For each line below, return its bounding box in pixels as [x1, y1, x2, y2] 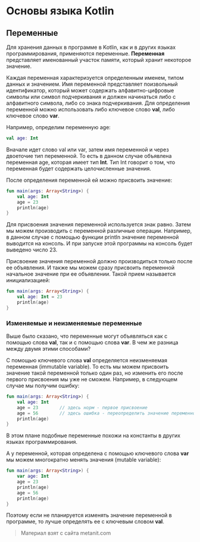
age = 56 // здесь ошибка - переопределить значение [17, 410, 169, 416]
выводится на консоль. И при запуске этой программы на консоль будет [6, 240, 193, 247]
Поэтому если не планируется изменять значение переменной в [6, 512, 172, 519]
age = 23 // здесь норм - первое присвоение [17, 404, 148, 410]
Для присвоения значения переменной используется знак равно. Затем [6, 221, 192, 228]
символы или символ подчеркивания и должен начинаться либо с [6, 94, 176, 100]
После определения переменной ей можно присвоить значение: [6, 176, 173, 183]
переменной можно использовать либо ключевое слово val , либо [6, 106, 176, 113]
